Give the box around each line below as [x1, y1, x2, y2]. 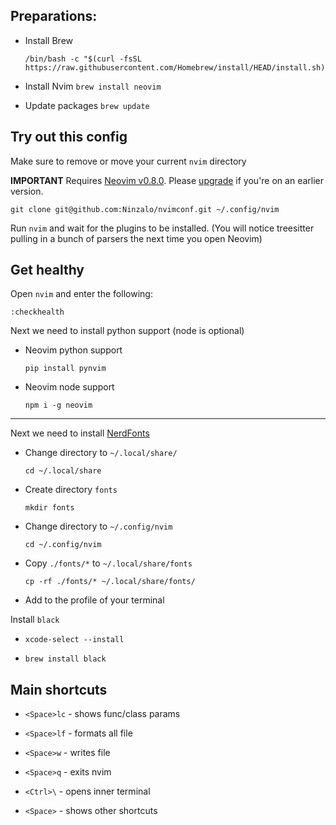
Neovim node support [24, 381, 115, 393]
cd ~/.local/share [24, 466, 102, 476]
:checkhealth [10, 307, 65, 318]
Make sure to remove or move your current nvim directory [10, 155, 247, 167]
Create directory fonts [24, 484, 118, 496]
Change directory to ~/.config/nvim [24, 520, 173, 533]
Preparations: [10, 8, 98, 25]
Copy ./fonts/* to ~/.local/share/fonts [24, 557, 193, 569]
